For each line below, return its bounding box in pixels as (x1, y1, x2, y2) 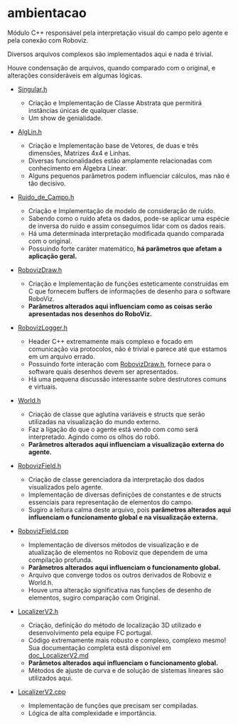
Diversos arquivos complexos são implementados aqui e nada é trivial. (7, 50, 214, 58)
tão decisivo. (28, 179, 66, 188)
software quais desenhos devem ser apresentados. (28, 367, 179, 376)
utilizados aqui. (28, 674, 73, 682)
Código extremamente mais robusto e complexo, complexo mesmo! (28, 636, 227, 644)
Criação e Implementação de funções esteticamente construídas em (28, 279, 229, 288)
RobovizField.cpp (17, 526, 69, 535)
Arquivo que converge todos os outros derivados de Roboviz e (28, 571, 212, 579)
